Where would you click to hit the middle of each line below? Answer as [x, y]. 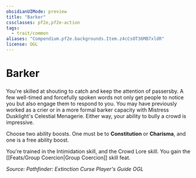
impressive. [20, 122]
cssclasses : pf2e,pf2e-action [43, 22]
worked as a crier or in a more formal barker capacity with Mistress [88, 110]
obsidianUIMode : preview [36, 11]
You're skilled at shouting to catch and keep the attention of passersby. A [95, 91]
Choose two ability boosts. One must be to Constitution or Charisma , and [96, 133]
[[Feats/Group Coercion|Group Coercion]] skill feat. [68, 157]
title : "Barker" [26, 17]
